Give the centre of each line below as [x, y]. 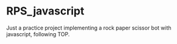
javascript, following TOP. [38, 34]
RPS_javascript [45, 11]
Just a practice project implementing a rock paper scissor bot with [89, 28]
